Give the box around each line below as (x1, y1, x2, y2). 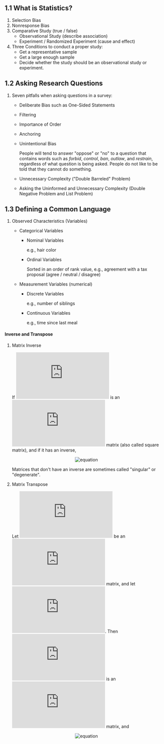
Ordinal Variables (26, 257, 62, 263)
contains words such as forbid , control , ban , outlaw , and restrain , (19, 155, 153, 161)
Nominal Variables (26, 237, 64, 243)
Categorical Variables (19, 228, 63, 234)
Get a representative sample (19, 49, 77, 55)
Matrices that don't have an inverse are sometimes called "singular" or (11, 466, 156, 472)
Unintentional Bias (19, 140, 56, 146)
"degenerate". (11, 471, 41, 477)
